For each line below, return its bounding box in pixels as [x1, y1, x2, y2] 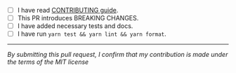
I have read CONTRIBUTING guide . [17, 6, 119, 14]
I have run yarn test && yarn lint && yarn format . [17, 29, 166, 38]
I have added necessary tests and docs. [17, 22, 133, 30]
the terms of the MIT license [7, 58, 89, 66]
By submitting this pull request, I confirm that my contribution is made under [7, 51, 228, 59]
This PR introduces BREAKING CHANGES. [17, 14, 139, 22]
